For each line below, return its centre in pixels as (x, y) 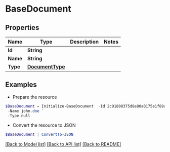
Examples (21, 85)
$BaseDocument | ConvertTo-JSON (39, 135)
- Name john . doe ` (26, 111)
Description (84, 42)
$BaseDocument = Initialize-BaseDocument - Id (55, 106)
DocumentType (46, 67)
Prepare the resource (35, 97)
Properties (22, 28)
